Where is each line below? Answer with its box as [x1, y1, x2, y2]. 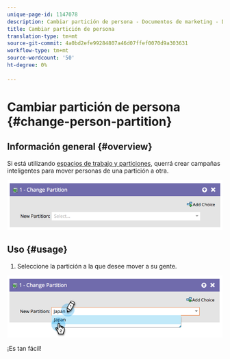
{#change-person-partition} [7, 114, 172, 129]
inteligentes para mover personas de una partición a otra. [7, 166, 169, 175]
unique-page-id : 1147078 [7, 11, 78, 18]
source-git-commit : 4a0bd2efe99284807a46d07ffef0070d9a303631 [7, 40, 188, 47]
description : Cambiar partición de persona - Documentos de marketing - [7, 18, 219, 25]
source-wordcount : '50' [7, 55, 75, 62]
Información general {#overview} [7, 141, 153, 153]
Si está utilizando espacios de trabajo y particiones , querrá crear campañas [7, 159, 220, 167]
